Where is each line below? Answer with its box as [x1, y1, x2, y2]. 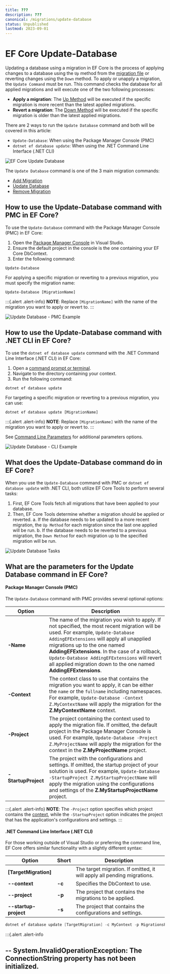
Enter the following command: [12, 255, 75, 261]
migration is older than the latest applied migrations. [12, 113, 121, 119]
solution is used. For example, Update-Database [49, 768, 160, 775]
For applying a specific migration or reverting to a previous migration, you [5, 274, 158, 280]
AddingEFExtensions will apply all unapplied [49, 635, 151, 643]
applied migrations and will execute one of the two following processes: [5, 87, 155, 93]
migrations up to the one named [49, 642, 125, 649]
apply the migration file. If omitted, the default [49, 722, 158, 729]
